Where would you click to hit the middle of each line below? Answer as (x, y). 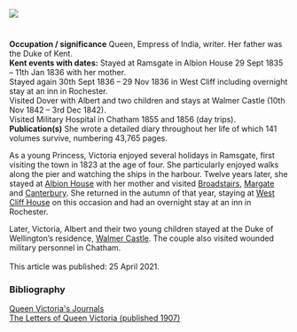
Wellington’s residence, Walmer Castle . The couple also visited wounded (142, 238)
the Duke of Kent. (41, 54)
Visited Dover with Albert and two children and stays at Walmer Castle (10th (147, 101)
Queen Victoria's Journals (57, 309)
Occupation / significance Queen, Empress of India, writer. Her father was (146, 44)
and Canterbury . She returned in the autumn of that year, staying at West (142, 193)
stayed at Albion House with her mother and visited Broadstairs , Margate (142, 184)
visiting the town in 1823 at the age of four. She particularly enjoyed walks (144, 165)
